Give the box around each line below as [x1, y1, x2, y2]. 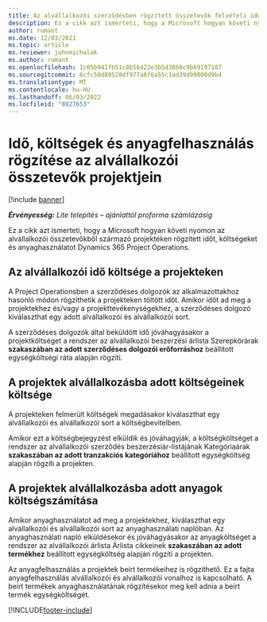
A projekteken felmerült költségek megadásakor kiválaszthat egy [8, 409, 220, 418]
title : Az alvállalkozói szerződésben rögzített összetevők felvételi [8, 11, 247, 20]
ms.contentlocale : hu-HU [8, 85, 91, 94]
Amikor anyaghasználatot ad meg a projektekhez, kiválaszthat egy [8, 515, 226, 525]
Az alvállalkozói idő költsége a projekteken [8, 266, 224, 279]
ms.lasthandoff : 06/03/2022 [8, 93, 102, 101]
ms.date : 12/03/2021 [8, 33, 77, 42]
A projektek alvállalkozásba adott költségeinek [8, 375, 245, 390]
